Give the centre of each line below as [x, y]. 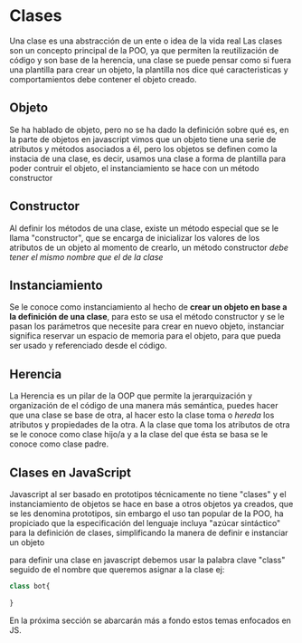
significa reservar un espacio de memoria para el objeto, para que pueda [145, 336]
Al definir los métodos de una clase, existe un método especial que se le [144, 228]
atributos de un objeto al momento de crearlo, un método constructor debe [149, 247]
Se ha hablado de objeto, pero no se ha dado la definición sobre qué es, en [149, 130]
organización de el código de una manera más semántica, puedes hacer [144, 406]
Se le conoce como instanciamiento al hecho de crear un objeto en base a [148, 307]
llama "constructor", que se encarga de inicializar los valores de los [135, 237]
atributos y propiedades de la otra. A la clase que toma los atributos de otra [150, 425]
